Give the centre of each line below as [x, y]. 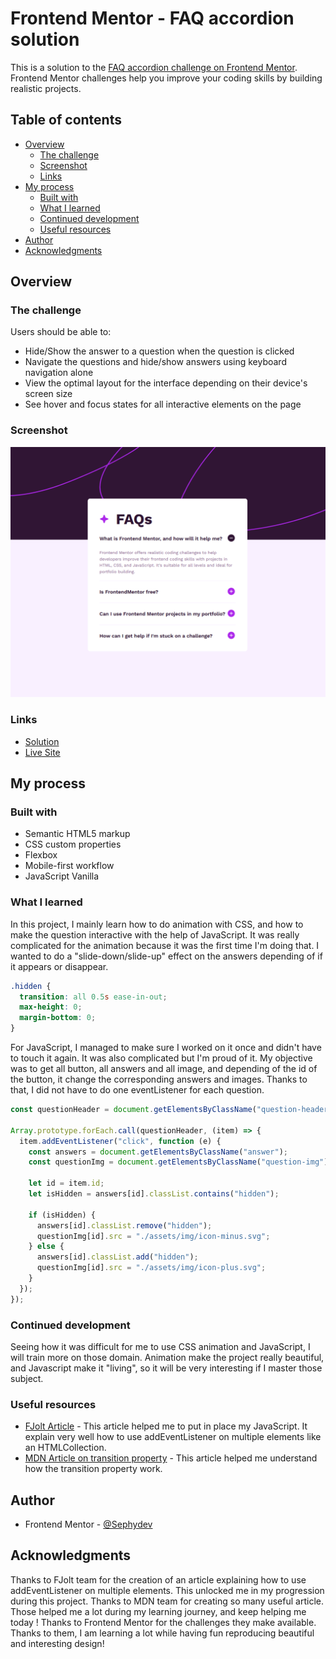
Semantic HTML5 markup [77, 834]
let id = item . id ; [66, 1183]
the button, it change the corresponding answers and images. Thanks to [159, 1079]
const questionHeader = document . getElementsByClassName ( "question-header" [171, 1110]
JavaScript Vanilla [62, 876]
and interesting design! [57, 1643]
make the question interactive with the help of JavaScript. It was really [155, 934]
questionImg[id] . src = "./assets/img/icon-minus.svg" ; [153, 1236]
